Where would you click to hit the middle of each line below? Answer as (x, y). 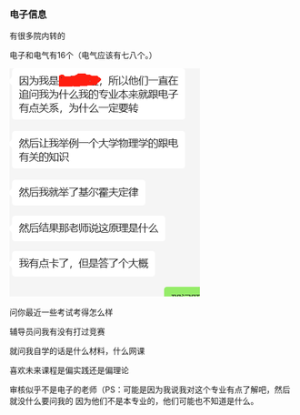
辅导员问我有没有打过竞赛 (57, 332)
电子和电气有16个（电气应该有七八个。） (83, 56)
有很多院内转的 (37, 36)
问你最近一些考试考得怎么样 (61, 312)
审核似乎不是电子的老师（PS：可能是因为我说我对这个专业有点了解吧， (142, 390)
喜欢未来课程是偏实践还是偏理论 (69, 370)
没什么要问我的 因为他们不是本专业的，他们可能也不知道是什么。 (138, 401)
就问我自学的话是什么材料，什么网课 (77, 351)
